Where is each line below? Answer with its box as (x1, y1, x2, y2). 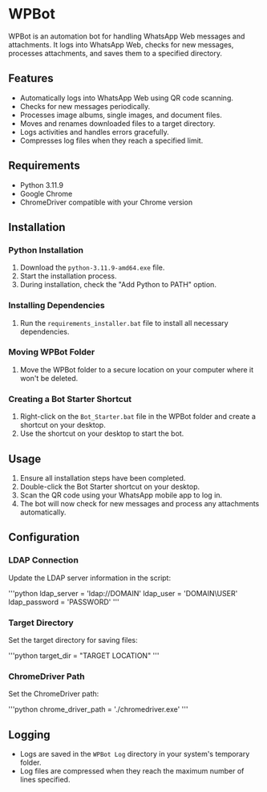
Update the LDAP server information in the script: (8, 573, 171, 583)
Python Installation (8, 244, 84, 255)
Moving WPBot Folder (8, 347, 95, 358)
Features (8, 71, 54, 85)
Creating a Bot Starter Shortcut (8, 393, 132, 404)
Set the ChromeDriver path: (8, 689, 99, 699)
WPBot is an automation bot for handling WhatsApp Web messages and (8, 31, 245, 41)
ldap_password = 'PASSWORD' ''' (8, 597, 120, 607)
